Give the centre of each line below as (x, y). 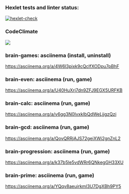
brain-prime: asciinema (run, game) (50, 175)
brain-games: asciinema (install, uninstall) (58, 55)
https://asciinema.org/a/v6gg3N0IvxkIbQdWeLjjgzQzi (61, 114)
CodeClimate (22, 32)
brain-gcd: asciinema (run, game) (47, 127)
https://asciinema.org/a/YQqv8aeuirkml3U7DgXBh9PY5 (63, 186)
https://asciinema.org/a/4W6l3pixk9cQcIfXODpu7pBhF (62, 66)
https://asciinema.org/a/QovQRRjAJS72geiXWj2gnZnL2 (63, 138)
